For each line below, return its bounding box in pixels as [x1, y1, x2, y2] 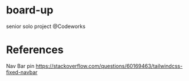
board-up [6, 3, 54, 17]
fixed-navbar [6, 68, 38, 76]
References [6, 43, 64, 57]
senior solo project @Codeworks [6, 23, 86, 30]
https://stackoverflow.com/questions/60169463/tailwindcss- [35, 62, 183, 69]
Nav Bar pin [6, 62, 35, 69]
